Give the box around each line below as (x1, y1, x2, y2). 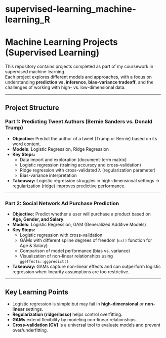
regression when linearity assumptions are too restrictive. (12, 269, 129, 275)
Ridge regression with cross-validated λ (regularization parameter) (19, 167, 156, 173)
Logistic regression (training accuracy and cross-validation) (19, 162, 142, 168)
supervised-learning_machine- (5, 3, 137, 15)
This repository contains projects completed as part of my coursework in (5, 63, 154, 70)
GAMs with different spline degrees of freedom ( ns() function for (19, 237, 152, 243)
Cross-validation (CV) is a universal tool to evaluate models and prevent (12, 322, 161, 328)
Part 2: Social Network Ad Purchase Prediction (5, 200, 120, 207)
